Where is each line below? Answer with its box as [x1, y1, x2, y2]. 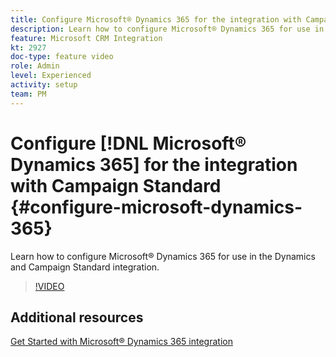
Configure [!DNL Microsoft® [10, 132, 247, 155]
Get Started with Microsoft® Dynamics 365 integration [10, 336, 233, 348]
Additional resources [10, 309, 144, 326]
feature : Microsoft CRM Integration [10, 33, 163, 43]
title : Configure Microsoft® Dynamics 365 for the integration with [10, 14, 302, 25]
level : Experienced [10, 71, 92, 81]
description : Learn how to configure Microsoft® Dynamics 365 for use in [10, 24, 325, 34]
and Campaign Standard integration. [10, 261, 160, 273]
